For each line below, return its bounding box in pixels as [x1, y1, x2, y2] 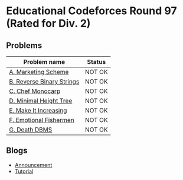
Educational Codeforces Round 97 [6, 4, 177, 18]
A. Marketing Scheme [9, 68, 69, 76]
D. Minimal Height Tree [9, 97, 73, 105]
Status [87, 58, 106, 66]
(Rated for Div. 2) [6, 17, 91, 30]
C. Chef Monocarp [9, 87, 61, 95]
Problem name [23, 58, 66, 66]
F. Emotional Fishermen [9, 116, 75, 124]
